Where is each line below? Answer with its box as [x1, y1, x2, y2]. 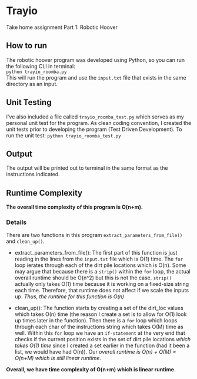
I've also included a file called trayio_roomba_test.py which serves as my [6, 113, 184, 120]
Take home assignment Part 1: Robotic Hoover [6, 24, 118, 31]
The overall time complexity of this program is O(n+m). [6, 203, 143, 210]
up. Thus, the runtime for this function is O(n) [14, 293, 125, 300]
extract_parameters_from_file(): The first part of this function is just [14, 249, 178, 256]
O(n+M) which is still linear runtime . [14, 355, 102, 362]
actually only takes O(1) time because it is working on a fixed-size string [14, 281, 189, 288]
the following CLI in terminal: [6, 62, 75, 70]
